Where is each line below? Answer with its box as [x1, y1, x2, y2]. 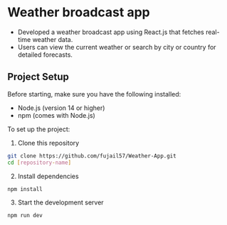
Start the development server [17, 198, 105, 207]
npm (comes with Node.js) [17, 111, 96, 119]
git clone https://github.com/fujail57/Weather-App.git [7, 152, 176, 160]
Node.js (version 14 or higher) [17, 104, 105, 112]
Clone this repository [17, 138, 80, 147]
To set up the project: [7, 125, 70, 133]
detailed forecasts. [17, 50, 73, 59]
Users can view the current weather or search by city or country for [17, 43, 216, 51]
